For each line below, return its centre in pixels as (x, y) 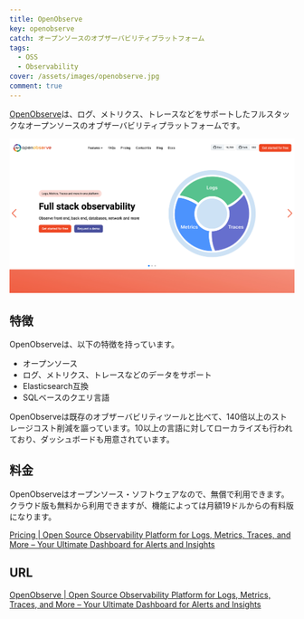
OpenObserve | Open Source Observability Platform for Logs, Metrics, (140, 595)
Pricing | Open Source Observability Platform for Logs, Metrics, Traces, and (150, 535)
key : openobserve (42, 29)
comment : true (36, 86)
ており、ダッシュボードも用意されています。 (92, 439)
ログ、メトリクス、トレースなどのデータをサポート (117, 375)
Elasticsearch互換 (55, 386)
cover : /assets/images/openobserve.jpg (85, 77)
